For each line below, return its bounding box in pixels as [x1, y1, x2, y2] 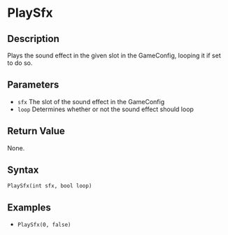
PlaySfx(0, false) [17, 222, 71, 229]
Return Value [7, 125, 65, 137]
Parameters [7, 79, 59, 91]
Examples [7, 201, 51, 213]
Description [7, 33, 59, 45]
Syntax [7, 164, 39, 176]
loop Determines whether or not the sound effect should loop [17, 105, 194, 113]
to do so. [7, 59, 33, 67]
